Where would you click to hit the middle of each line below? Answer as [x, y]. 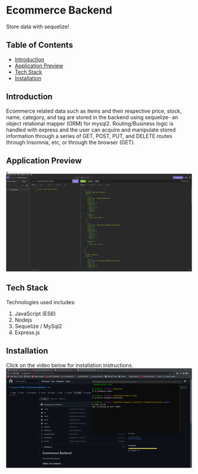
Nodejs [23, 320]
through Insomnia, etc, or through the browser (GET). [71, 142]
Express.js [27, 332]
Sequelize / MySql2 [38, 326]
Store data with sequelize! [38, 27]
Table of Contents [40, 45]
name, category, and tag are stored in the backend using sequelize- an [92, 117]
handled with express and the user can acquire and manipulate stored [91, 130]
